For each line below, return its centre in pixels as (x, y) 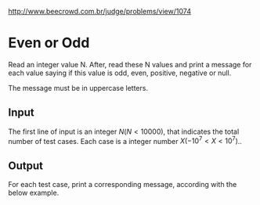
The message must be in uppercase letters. (78, 88)
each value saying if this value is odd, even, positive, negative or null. (120, 73)
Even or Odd (49, 43)
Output (25, 165)
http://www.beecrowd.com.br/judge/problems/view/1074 (100, 11)
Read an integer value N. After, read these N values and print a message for (130, 64)
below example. (34, 193)
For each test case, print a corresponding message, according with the (123, 185)
